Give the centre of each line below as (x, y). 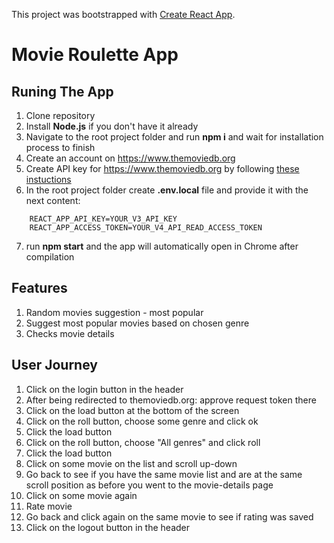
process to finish (60, 147)
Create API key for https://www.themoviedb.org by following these (162, 168)
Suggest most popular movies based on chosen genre (137, 323)
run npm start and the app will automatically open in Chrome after (162, 246)
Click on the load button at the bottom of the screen (132, 410)
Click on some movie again (81, 495)
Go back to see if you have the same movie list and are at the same (164, 474)
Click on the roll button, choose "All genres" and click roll (143, 442)
